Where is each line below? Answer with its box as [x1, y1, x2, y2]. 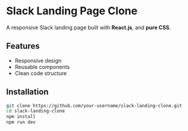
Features [6, 41, 40, 51]
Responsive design [14, 57, 62, 64]
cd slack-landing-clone [6, 108, 65, 114]
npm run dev [6, 119, 36, 126]
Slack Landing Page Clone [6, 4, 138, 18]
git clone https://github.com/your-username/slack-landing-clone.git [6, 102, 183, 108]
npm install [6, 114, 36, 120]
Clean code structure [14, 70, 67, 77]
